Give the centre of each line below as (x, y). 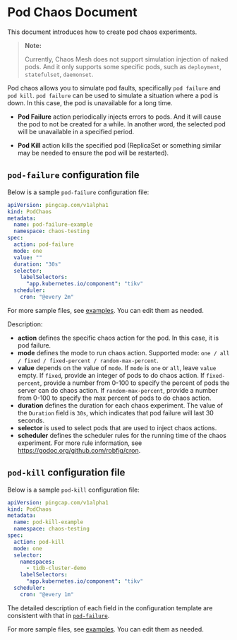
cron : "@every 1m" (47, 594)
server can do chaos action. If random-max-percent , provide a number (118, 390)
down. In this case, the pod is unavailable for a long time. (90, 102)
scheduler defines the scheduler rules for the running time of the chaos (122, 435)
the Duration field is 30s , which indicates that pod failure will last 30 (115, 413)
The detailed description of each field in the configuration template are (110, 608)
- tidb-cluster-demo (56, 568)
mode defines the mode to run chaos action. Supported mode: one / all (123, 352)
